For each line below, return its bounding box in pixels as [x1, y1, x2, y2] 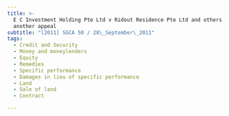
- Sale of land [13, 86, 57, 93]
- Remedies [13, 61, 45, 68]
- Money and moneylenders [13, 48, 88, 55]
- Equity [13, 55, 38, 61]
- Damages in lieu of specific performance [13, 73, 139, 81]
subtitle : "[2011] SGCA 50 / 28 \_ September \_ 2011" [7, 29, 155, 36]
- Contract [13, 93, 45, 100]
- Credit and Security [13, 42, 78, 48]
